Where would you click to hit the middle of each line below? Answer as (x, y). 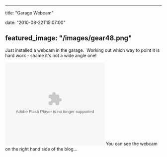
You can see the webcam (131, 144)
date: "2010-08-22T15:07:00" (35, 22)
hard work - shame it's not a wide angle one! (51, 55)
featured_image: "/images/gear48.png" (69, 38)
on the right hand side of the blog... (41, 149)
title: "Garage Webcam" (29, 13)
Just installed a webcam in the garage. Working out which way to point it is (83, 50)
